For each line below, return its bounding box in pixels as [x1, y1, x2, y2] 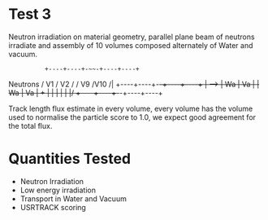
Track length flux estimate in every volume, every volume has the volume [8, 103, 253, 113]
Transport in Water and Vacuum [19, 193, 128, 204]
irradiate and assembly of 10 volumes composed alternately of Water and [8, 40, 253, 50]
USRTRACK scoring [19, 202, 87, 212]
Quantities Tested [8, 150, 132, 168]
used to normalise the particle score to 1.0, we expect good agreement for [8, 112, 257, 122]
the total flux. [8, 121, 53, 130]
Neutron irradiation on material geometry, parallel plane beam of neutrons [8, 32, 255, 42]
